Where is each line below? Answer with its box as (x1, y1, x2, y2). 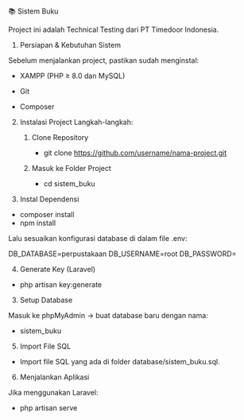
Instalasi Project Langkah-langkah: (19, 118, 134, 126)
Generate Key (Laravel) (19, 265, 96, 274)
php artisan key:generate (19, 280, 103, 289)
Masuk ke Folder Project (31, 164, 111, 173)
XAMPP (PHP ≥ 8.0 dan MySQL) (19, 71, 126, 80)
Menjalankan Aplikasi (19, 372, 90, 382)
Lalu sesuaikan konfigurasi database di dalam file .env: (8, 234, 188, 243)
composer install (19, 210, 75, 219)
